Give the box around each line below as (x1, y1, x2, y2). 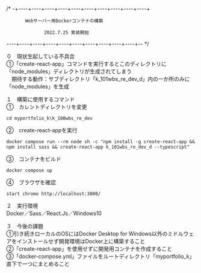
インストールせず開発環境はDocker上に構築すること (16, 238, 146, 245)
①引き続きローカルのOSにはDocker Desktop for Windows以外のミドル (6, 230, 184, 237)
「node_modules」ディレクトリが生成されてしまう (6, 68, 132, 75)
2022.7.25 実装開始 (44, 30, 89, 36)
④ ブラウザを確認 (6, 179, 56, 186)
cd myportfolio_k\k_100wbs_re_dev (6, 115, 93, 121)
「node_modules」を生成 (6, 83, 69, 90)
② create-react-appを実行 (6, 127, 78, 133)
